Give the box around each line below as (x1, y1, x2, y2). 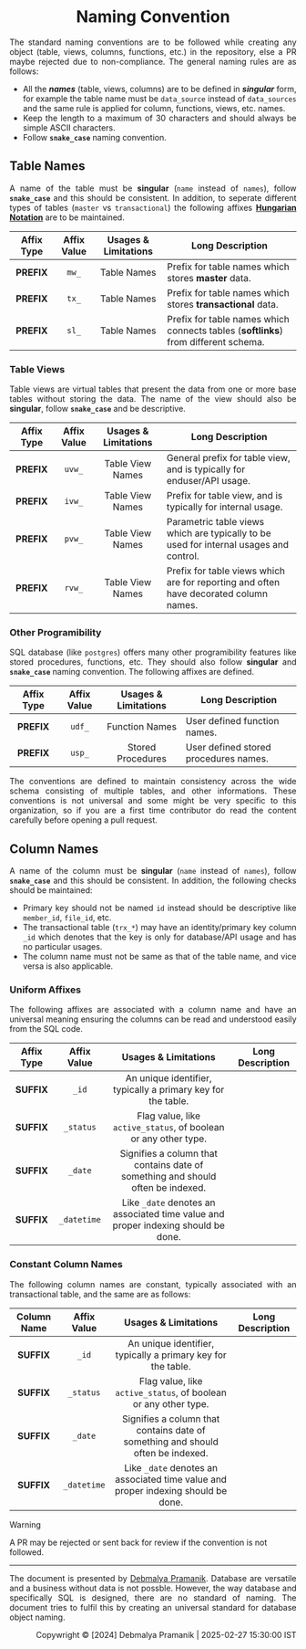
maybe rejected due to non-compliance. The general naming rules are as (9, 56, 297, 67)
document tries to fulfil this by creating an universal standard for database (9, 1602, 297, 1612)
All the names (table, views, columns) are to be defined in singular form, (22, 83, 297, 94)
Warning (9, 1518, 41, 1530)
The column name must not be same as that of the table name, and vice (22, 951, 297, 962)
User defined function (185, 715, 280, 728)
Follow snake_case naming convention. (22, 131, 167, 142)
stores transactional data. (167, 298, 280, 310)
